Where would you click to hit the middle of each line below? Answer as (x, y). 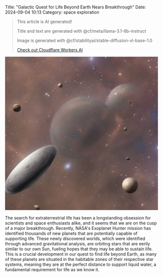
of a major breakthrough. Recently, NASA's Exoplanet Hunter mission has (78, 228)
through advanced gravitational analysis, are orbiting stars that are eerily (78, 244)
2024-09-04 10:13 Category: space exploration (52, 12)
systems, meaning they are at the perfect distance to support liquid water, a (81, 264)
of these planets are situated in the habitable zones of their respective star (79, 259)
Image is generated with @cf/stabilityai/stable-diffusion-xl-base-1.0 (85, 40)
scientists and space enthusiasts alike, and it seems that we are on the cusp (81, 223)
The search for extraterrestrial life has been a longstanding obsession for (78, 218)
